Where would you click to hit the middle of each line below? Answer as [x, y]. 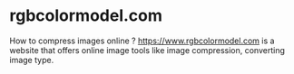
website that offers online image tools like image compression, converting [147, 50]
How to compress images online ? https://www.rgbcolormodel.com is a [142, 41]
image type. [32, 60]
